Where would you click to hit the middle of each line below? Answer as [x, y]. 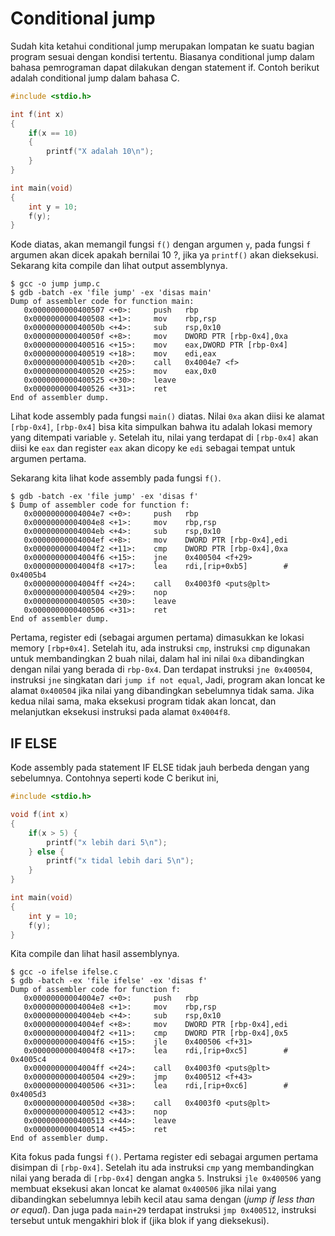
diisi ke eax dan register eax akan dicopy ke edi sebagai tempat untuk [153, 448]
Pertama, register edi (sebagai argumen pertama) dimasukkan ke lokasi [157, 638]
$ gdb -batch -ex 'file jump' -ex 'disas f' [104, 497]
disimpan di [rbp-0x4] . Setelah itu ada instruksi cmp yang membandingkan [162, 1168]
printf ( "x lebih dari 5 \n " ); [107, 842]
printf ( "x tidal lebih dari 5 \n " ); [120, 861]
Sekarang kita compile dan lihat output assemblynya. [119, 266]
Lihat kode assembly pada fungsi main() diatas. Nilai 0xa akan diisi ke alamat [167, 416]
